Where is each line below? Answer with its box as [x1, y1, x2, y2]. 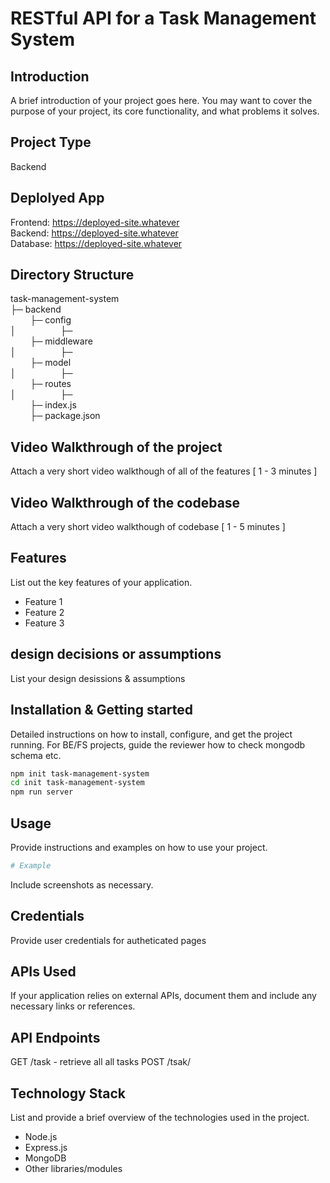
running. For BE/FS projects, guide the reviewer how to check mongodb [10, 738, 306, 751]
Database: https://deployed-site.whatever [10, 237, 183, 249]
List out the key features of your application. [10, 576, 193, 588]
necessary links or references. [10, 1000, 136, 1012]
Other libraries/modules [24, 1163, 123, 1175]
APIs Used [10, 963, 77, 981]
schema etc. [10, 749, 62, 761]
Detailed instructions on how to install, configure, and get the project [10, 728, 293, 740]
